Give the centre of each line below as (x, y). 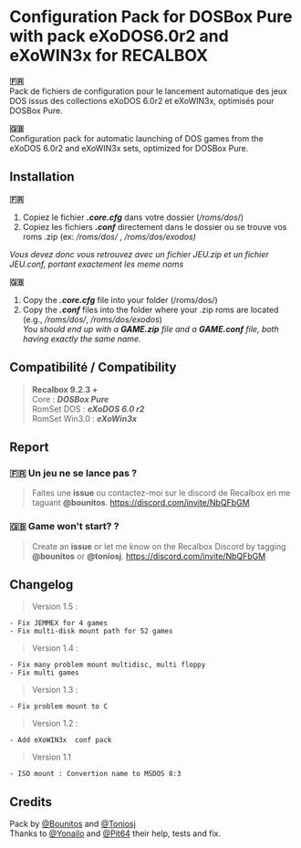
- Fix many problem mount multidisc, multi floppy (108, 665)
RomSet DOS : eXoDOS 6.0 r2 (88, 409)
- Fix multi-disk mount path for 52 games (91, 632)
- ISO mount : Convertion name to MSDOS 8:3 (95, 774)
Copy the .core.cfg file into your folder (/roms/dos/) (120, 299)
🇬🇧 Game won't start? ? (65, 527)
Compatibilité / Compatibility (93, 367)
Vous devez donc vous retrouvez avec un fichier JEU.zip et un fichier (139, 254)
